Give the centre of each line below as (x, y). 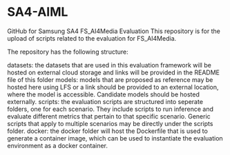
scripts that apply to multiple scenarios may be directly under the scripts (110, 123)
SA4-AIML (38, 12)
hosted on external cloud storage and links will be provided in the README (113, 72)
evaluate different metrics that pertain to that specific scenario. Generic (109, 116)
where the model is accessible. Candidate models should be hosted (104, 94)
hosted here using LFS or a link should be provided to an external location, (113, 87)
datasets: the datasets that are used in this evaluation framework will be (109, 65)
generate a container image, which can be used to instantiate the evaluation (115, 138)
